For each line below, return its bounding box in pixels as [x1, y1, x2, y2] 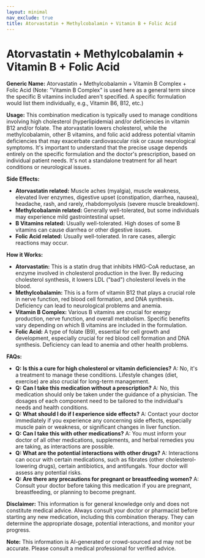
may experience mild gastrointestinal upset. [15, 213, 125, 221]
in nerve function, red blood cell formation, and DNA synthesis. [15, 295, 174, 303]
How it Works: [6, 251, 43, 258]
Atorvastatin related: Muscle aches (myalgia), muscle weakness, [15, 187, 181, 195]
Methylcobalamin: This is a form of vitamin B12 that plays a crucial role [15, 289, 196, 296]
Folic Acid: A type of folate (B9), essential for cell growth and [15, 328, 170, 336]
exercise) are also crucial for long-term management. [15, 378, 150, 385]
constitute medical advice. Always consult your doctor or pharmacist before [6, 507, 198, 515]
